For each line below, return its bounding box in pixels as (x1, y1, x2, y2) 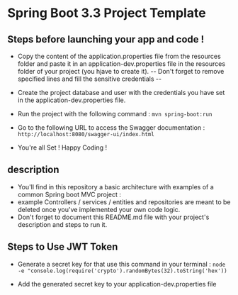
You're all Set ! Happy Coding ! (17, 143, 108, 152)
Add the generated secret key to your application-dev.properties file (17, 279, 217, 288)
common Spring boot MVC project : (17, 190, 122, 199)
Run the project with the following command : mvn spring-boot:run (17, 110, 212, 118)
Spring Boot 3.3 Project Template (7, 5, 207, 21)
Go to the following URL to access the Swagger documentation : (17, 123, 205, 132)
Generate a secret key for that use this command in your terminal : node (17, 260, 226, 268)
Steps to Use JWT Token (7, 241, 118, 253)
